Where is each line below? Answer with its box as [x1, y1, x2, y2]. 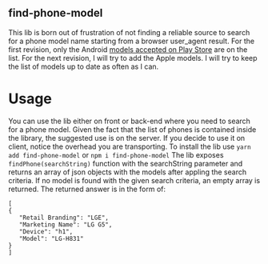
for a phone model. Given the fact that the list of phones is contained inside [8, 124, 257, 134]
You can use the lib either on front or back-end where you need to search [8, 116, 250, 126]
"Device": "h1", [18, 227, 74, 235]
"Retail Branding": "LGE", [18, 214, 110, 222]
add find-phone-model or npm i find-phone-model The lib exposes [8, 150, 224, 159]
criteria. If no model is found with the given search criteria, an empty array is [8, 175, 261, 185]
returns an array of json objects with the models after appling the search [8, 167, 246, 177]
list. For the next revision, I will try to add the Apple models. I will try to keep [8, 53, 258, 62]
